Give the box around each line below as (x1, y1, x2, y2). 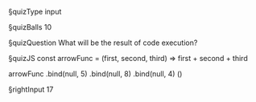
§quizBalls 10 (8, 22, 52, 31)
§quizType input (8, 7, 62, 16)
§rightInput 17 (8, 84, 54, 94)
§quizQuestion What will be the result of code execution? (8, 38, 198, 47)
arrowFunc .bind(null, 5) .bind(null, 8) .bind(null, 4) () (8, 69, 183, 79)
